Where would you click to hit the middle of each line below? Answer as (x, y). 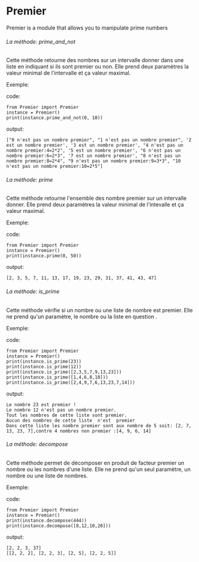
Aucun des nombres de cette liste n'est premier (71, 420)
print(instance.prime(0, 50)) (44, 256)
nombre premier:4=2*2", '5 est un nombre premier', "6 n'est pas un (94, 151)
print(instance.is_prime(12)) (44, 366)
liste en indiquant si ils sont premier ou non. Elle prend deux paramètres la (97, 67)
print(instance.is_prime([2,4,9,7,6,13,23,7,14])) (71, 382)
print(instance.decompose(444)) (46, 520)
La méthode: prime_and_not (41, 42)
